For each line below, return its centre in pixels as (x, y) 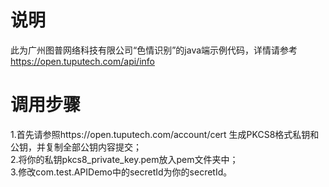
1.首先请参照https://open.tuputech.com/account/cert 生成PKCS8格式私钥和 (165, 134)
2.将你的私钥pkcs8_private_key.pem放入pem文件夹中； (124, 159)
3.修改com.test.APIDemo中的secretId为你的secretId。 (121, 172)
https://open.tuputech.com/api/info (82, 61)
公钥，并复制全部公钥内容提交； (76, 147)
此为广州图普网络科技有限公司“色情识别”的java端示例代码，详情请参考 (154, 50)
